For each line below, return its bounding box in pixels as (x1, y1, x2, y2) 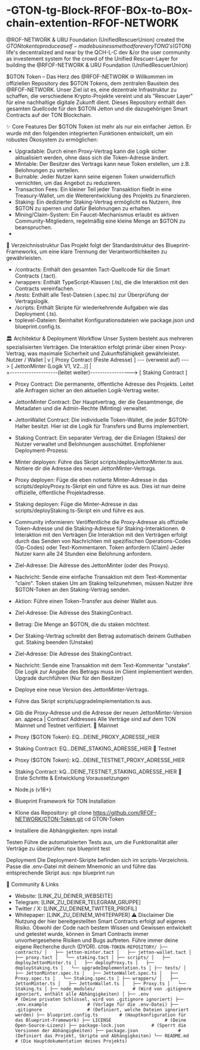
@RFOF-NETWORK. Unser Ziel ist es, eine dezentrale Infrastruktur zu (6, 86, 177, 93)
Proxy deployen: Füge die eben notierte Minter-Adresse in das (14, 476, 168, 484)
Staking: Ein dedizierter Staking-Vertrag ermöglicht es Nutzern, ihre (14, 198, 181, 205)
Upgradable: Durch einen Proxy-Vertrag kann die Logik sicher (14, 147, 167, 155)
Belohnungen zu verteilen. (14, 167, 80, 174)
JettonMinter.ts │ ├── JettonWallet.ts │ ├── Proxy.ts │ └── (14, 980, 186, 987)
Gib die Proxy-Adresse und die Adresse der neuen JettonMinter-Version (14, 709, 192, 716)
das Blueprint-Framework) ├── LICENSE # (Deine (14, 1017, 186, 1023)
